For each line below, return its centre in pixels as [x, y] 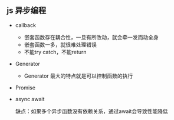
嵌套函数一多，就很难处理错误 [60, 44]
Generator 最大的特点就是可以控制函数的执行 [78, 76]
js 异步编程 [27, 11]
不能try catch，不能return [55, 52]
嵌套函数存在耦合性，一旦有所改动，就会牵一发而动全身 [91, 37]
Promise [25, 88]
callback [25, 25]
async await [30, 99]
